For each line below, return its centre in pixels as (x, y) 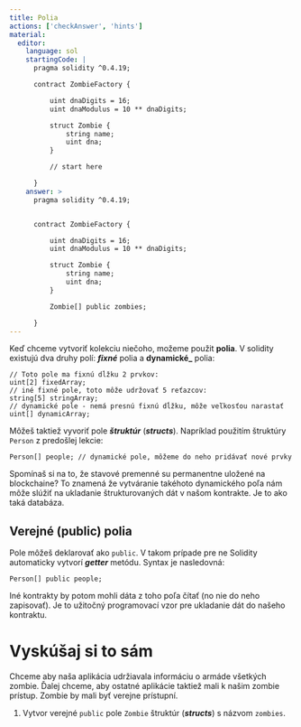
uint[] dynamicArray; (50, 415)
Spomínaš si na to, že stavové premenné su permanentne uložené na (137, 474)
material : (28, 34)
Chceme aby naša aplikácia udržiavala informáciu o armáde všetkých (138, 676)
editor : (32, 43)
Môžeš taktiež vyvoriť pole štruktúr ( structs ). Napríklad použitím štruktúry (148, 431)
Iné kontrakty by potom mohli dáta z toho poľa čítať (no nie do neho (135, 596)
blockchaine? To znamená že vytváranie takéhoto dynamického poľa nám (146, 483)
